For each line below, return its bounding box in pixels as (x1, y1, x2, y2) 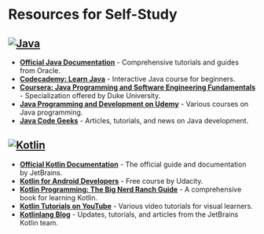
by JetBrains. (19, 167, 63, 177)
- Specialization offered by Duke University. (19, 91, 161, 100)
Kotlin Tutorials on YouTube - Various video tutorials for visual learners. (19, 201, 254, 210)
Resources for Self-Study (8, 5, 178, 24)
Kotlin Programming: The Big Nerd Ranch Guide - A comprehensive (19, 185, 242, 194)
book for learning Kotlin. (19, 192, 98, 202)
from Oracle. (19, 66, 61, 75)
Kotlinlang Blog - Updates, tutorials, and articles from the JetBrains (19, 210, 239, 219)
